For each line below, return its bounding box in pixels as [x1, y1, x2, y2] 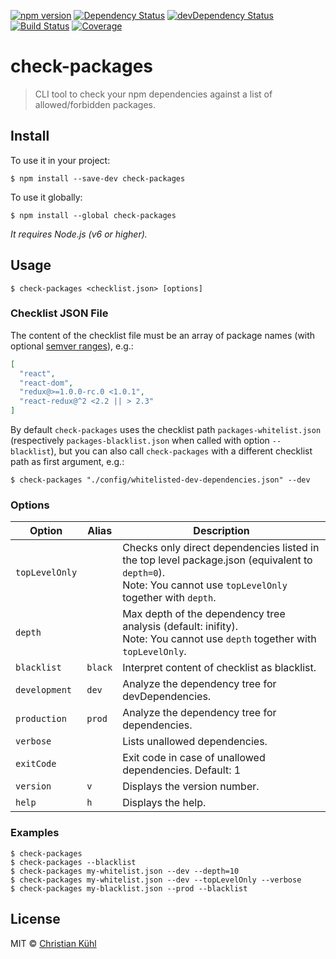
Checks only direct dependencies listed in [122, 541, 320, 555]
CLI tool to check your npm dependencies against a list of [34, 88, 273, 100]
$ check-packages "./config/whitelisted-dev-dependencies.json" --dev [10, 475, 311, 485]
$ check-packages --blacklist [10, 857, 137, 867]
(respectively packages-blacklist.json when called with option [10, 435, 270, 447]
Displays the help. [122, 796, 207, 810]
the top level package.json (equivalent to [122, 553, 313, 567]
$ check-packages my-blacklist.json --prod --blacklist [10, 883, 248, 894]
